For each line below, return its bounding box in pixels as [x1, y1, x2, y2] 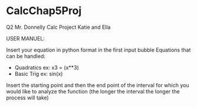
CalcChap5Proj [6, 4, 82, 18]
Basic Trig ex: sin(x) [14, 70, 63, 77]
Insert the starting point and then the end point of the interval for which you [6, 81, 189, 89]
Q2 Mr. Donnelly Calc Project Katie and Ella [6, 24, 111, 31]
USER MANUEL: [6, 35, 45, 42]
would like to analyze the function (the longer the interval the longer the [6, 88, 180, 95]
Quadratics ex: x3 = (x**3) [14, 63, 80, 71]
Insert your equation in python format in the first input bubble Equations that [6, 46, 191, 53]
